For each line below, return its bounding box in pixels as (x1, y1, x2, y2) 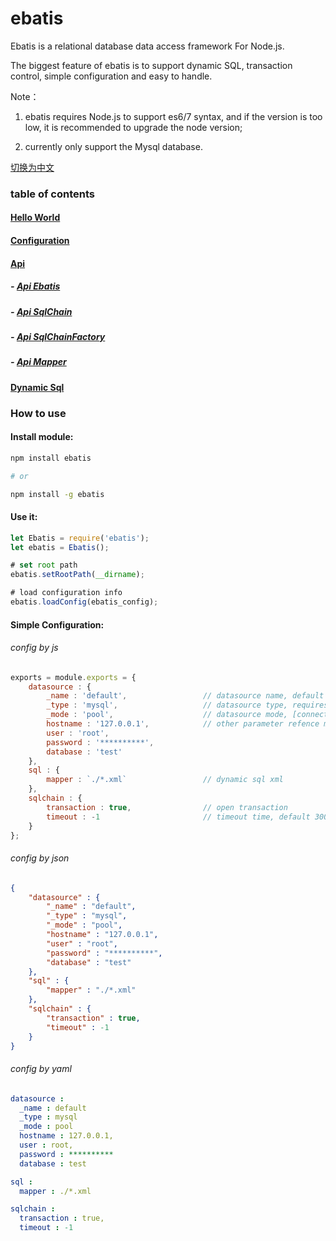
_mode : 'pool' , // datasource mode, (46, 710, 288, 720)
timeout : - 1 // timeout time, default (46, 812, 311, 822)
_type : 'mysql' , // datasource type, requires (46, 700, 329, 711)
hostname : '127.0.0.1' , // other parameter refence (46, 719, 320, 729)
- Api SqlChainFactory (10, 330, 106, 342)
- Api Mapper (10, 356, 67, 368)
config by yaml (10, 1063, 72, 1075)
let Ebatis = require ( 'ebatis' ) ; (10, 533, 150, 543)
